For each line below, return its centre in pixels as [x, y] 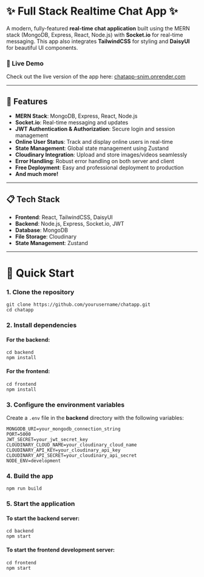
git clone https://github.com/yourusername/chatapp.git [78, 305]
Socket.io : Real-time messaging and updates [72, 123]
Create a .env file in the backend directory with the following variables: [95, 417]
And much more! [37, 174]
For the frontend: [28, 371]
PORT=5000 [19, 434]
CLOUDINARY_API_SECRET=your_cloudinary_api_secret [72, 455]
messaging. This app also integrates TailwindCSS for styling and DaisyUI [98, 41]
